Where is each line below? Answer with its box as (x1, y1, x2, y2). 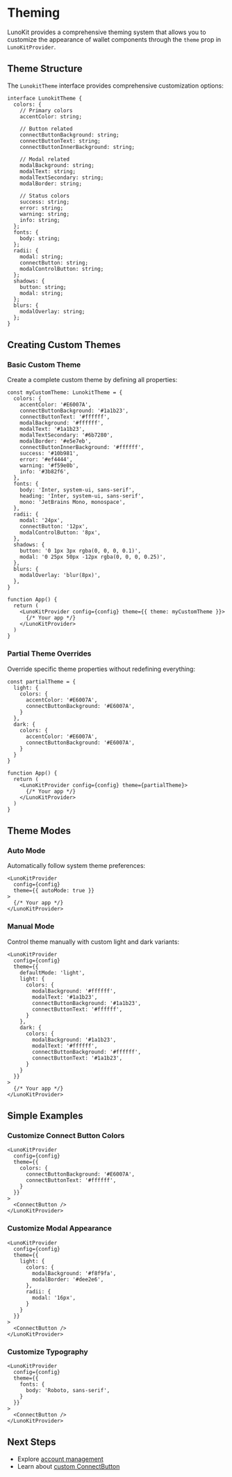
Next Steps (7, 1436, 56, 1448)
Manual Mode (7, 922, 55, 931)
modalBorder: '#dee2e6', (32, 1276, 104, 1283)
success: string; (19, 198, 70, 205)
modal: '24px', (19, 517, 64, 524)
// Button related (19, 125, 73, 132)
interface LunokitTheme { (7, 95, 82, 102)
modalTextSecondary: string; (19, 174, 104, 181)
